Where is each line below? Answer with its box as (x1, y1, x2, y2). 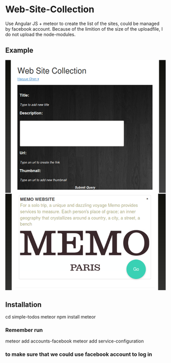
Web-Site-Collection (5, 4, 95, 15)
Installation (5, 300, 42, 309)
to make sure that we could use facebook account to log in (5, 351, 153, 358)
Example (5, 46, 34, 55)
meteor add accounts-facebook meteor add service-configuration (5, 338, 144, 344)
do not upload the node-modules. (5, 31, 76, 37)
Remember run (5, 327, 43, 334)
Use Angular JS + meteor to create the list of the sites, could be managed (5, 20, 160, 27)
